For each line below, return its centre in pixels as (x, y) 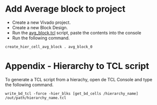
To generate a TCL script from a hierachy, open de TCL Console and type (79, 79)
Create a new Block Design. (40, 27)
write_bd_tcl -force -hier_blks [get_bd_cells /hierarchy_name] (72, 93)
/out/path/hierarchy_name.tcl (36, 98)
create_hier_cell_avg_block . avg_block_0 (49, 47)
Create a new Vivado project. (41, 22)
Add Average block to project (65, 9)
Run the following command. (41, 38)
